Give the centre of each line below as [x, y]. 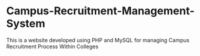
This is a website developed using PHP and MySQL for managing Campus [98, 40]
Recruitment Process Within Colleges [52, 46]
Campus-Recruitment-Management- [100, 11]
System [26, 24]
